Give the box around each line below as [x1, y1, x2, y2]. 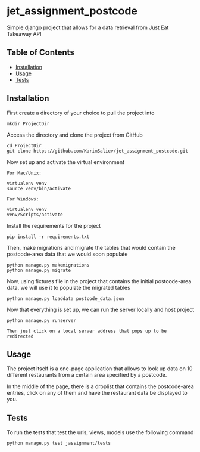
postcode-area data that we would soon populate [7, 250, 128, 258]
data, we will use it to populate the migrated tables [7, 284, 130, 291]
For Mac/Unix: [7, 170, 42, 176]
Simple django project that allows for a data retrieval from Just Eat [7, 24, 169, 31]
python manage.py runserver [7, 317, 77, 323]
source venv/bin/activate [7, 185, 71, 191]
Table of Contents [7, 48, 75, 58]
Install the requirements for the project [7, 222, 101, 229]
